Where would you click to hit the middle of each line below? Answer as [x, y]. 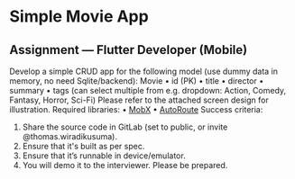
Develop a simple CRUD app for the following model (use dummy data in [143, 71]
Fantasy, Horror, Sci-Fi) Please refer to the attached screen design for [139, 100]
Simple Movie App [79, 17]
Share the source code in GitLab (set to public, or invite [125, 127]
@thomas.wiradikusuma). [69, 136]
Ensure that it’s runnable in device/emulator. [104, 156]
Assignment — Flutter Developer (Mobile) [129, 50]
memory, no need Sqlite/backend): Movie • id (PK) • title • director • [137, 81]
